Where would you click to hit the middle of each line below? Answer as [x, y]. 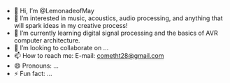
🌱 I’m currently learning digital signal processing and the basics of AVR [116, 33]
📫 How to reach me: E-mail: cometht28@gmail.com [89, 55]
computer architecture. [47, 40]
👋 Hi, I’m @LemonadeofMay [54, 11]
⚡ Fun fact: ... [33, 74]
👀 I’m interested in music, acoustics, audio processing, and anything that [118, 18]
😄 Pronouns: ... [36, 66]
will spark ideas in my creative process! [71, 25]
